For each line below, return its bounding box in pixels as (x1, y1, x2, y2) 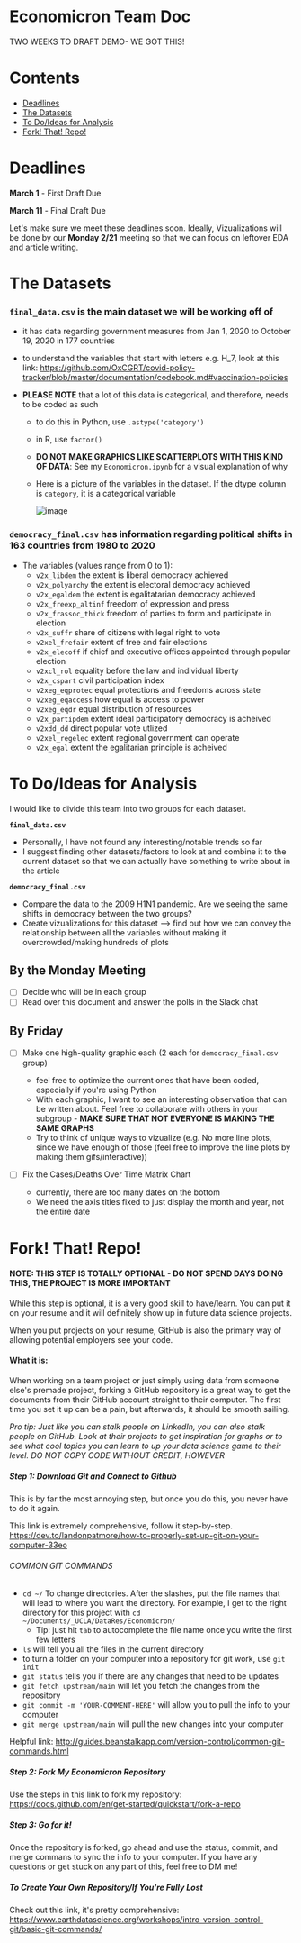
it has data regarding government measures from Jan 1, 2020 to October (22, 326, 292, 337)
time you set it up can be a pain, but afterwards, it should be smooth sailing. (9, 1404, 290, 1414)
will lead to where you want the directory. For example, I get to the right (22, 1598, 288, 1609)
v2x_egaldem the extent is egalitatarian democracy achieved (35, 588, 256, 599)
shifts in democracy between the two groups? (22, 908, 192, 918)
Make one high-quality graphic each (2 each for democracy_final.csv (22, 1047, 279, 1058)
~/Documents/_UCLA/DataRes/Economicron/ (22, 1617, 176, 1626)
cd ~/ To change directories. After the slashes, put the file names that (22, 1588, 280, 1599)
